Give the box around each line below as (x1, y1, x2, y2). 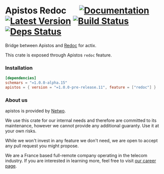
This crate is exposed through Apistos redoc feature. (5, 52, 112, 58)
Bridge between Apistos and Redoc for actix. (5, 42, 97, 48)
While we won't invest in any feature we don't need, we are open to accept (5, 138, 158, 144)
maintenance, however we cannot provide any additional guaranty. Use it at (5, 123, 160, 129)
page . (5, 163, 17, 169)
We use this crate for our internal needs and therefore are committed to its (5, 117, 157, 123)
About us (5, 97, 28, 104)
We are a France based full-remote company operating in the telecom (5, 153, 148, 159)
